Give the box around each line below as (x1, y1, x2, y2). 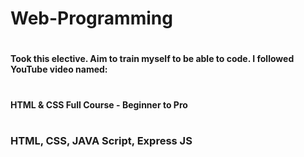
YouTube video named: (10, 63, 108, 76)
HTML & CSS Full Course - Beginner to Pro (10, 98, 188, 111)
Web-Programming (10, 7, 173, 30)
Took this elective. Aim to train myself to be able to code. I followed (10, 53, 295, 65)
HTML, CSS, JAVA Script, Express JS (10, 133, 193, 147)
